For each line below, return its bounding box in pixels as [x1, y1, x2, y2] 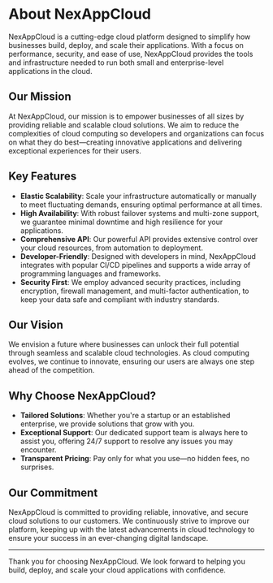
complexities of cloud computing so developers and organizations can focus [8, 128, 265, 138]
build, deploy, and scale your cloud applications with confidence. [8, 565, 226, 575]
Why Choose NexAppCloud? [8, 389, 157, 403]
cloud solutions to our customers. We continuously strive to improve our [8, 516, 250, 525]
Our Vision [8, 317, 63, 331]
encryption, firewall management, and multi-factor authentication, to [19, 286, 249, 296]
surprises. [19, 462, 54, 472]
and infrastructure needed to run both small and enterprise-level [8, 58, 224, 67]
